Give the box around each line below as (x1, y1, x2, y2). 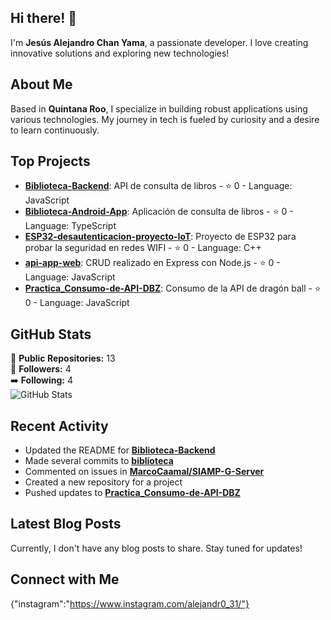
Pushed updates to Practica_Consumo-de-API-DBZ (24, 487, 241, 499)
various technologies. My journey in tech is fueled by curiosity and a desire (10, 113, 320, 125)
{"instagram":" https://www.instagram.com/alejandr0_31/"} (10, 597, 250, 610)
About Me (10, 76, 73, 93)
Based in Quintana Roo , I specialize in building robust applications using (10, 102, 308, 115)
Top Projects (10, 153, 91, 170)
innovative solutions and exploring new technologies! (10, 47, 230, 59)
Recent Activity (10, 417, 109, 435)
